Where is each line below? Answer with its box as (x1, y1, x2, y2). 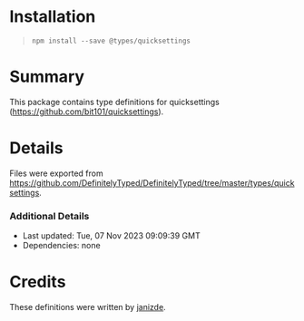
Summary (9, 66, 84, 87)
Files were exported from (9, 168, 103, 179)
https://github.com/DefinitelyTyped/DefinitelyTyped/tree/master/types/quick (9, 177, 295, 188)
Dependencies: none (22, 240, 102, 251)
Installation (9, 6, 96, 27)
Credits (9, 272, 66, 292)
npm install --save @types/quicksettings (31, 36, 191, 45)
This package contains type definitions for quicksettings (9, 96, 220, 107)
